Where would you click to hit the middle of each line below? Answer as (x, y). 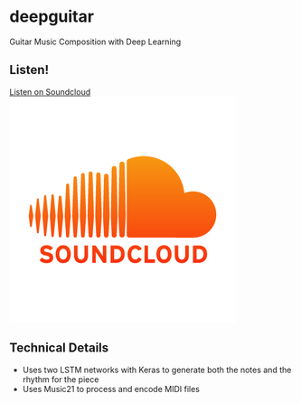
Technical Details (59, 348)
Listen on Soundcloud (50, 91)
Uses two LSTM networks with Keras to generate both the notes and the (157, 370)
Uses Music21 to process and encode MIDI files (111, 389)
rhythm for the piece (61, 379)
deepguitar (52, 17)
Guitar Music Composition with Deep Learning (95, 42)
